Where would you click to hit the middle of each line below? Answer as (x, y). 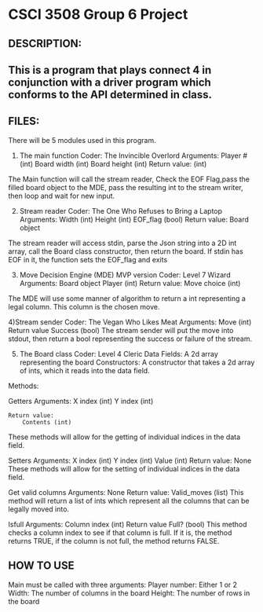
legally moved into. (38, 509)
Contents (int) (47, 422)
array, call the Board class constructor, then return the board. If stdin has (126, 251)
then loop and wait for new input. (62, 196)
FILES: (24, 121)
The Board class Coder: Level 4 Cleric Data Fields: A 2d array (119, 354)
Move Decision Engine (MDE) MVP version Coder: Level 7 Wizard (125, 275)
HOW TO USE (41, 566)
